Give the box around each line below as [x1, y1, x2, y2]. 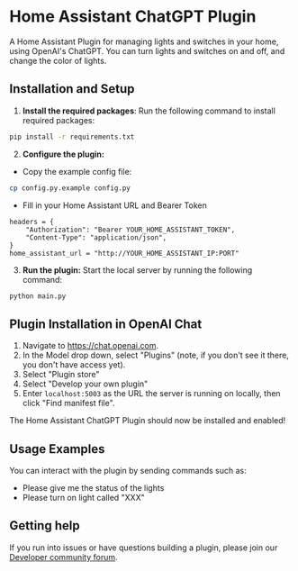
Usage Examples [9, 441, 105, 457]
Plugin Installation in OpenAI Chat [9, 316, 203, 331]
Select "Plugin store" [22, 369, 101, 380]
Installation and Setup [9, 81, 135, 96]
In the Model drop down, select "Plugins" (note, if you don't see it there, [22, 349, 290, 361]
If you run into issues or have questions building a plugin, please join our [9, 542, 278, 553]
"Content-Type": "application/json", [25, 232, 167, 242]
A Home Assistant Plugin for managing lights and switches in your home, [9, 36, 279, 47]
